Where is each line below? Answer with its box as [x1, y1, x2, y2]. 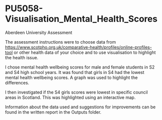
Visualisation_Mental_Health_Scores [5, 13, 158, 24]
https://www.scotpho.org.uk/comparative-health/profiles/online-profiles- [5, 44, 152, 50]
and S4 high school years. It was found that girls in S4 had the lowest [5, 69, 145, 75]
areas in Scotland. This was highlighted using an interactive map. [5, 94, 136, 100]
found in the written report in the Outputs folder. [5, 109, 101, 115]
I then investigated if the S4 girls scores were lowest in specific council [5, 89, 148, 95]
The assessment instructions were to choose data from [5, 39, 116, 45]
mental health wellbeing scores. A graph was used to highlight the [5, 74, 138, 80]
